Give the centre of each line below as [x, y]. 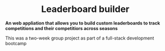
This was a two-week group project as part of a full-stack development [80, 38]
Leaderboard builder [85, 9]
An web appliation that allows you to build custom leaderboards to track [83, 23]
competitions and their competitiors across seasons [61, 28]
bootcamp [16, 43]
